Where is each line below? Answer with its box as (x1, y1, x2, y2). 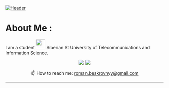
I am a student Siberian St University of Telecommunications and (5, 44, 150, 50)
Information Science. (5, 50, 49, 56)
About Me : (5, 23, 52, 34)
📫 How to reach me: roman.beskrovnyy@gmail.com (30, 70, 139, 76)
